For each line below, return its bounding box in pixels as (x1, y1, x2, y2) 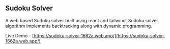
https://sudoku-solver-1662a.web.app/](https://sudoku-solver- (34, 32, 165, 38)
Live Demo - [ (5, 32, 34, 38)
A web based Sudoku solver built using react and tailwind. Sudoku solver (5, 17, 159, 23)
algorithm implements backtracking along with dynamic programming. (5, 23, 153, 29)
